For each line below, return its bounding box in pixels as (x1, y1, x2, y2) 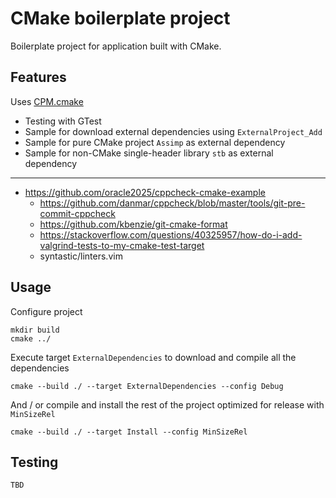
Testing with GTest (24, 115, 102, 127)
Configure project (10, 305, 83, 317)
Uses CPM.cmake (10, 95, 84, 107)
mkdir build (10, 325, 60, 335)
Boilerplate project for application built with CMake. (10, 40, 222, 52)
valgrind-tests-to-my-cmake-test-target (39, 239, 205, 251)
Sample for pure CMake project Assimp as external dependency (24, 136, 286, 148)
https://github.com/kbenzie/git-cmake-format (39, 218, 228, 230)
